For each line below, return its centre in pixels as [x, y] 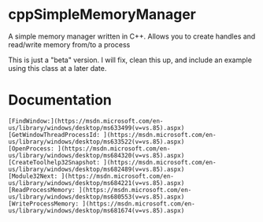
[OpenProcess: [31, 148]
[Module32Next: [33, 176]
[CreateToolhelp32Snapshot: [54, 162]
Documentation [60, 100]
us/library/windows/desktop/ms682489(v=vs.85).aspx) [96, 169]
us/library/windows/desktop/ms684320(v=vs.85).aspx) [96, 155]
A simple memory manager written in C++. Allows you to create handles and [132, 36]
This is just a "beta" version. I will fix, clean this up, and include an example [130, 60]
